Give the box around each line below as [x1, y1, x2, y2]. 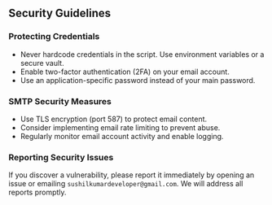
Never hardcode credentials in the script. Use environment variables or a [20, 49, 265, 59]
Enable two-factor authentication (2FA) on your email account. [20, 67, 230, 76]
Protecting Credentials [8, 31, 100, 42]
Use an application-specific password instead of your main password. [20, 75, 256, 85]
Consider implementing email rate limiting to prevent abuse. [20, 122, 221, 133]
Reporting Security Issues [8, 151, 114, 163]
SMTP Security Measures [8, 95, 112, 107]
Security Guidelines [8, 7, 112, 20]
